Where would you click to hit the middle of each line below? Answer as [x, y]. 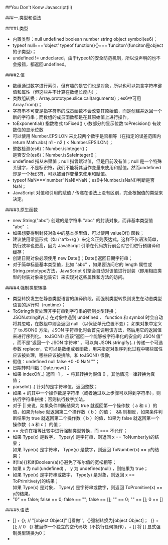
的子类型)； [24, 52]
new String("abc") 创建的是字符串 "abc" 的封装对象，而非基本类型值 [83, 220]
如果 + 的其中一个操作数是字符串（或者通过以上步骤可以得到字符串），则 [87, 393]
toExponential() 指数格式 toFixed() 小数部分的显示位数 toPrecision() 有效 [87, 123]
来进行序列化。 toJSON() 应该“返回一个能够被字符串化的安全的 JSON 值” [88, 336]
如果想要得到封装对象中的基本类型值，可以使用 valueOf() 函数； [78, 233]
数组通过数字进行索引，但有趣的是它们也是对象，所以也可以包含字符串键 [87, 86]
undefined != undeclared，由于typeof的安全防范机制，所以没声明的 [82, 58]
